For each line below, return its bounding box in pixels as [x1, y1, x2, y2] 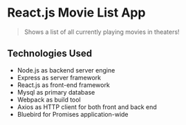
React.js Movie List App [7, 5, 146, 21]
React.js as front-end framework [17, 81, 111, 89]
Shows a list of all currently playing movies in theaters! [24, 28, 180, 36]
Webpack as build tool [17, 95, 81, 104]
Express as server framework [17, 73, 102, 81]
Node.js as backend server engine [17, 66, 115, 74]
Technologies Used [7, 48, 92, 59]
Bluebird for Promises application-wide [17, 110, 129, 118]
